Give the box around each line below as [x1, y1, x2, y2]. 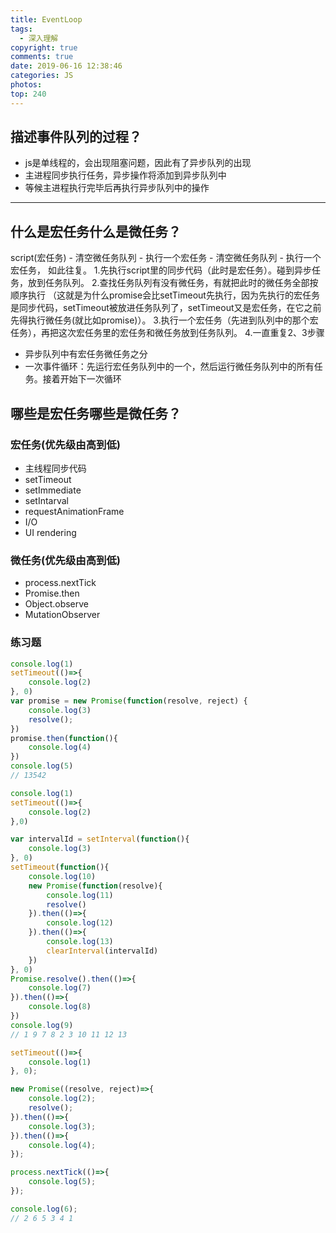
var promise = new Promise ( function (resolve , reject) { [10, 696, 248, 706]
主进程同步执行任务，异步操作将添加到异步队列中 [24, 169, 227, 181]
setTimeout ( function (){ [10, 862, 110, 873]
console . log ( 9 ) [10, 1020, 74, 1030]
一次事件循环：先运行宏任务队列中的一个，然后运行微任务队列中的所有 [24, 361, 315, 373]
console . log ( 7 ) [28, 983, 92, 993]
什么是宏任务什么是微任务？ [10, 223, 182, 240]
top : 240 [10, 89, 47, 99]
